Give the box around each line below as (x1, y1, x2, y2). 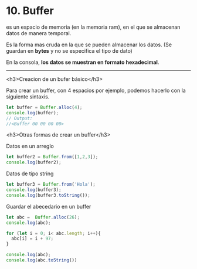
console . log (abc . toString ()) (6, 257, 77, 263)
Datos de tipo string (6, 170, 54, 177)
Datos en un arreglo (6, 142, 54, 150)
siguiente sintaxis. (6, 93, 50, 100)
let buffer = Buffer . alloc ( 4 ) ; (6, 104, 83, 110)
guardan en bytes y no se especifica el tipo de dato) (6, 47, 133, 54)
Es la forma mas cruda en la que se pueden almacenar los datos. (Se (6, 41, 172, 48)
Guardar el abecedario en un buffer (6, 203, 91, 210)
